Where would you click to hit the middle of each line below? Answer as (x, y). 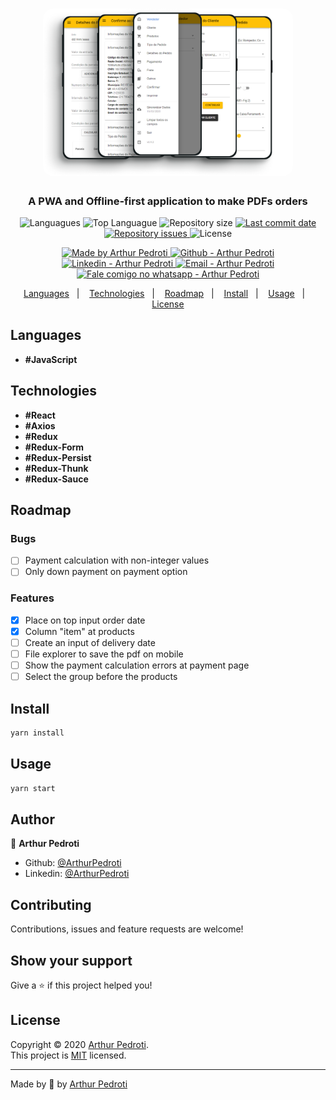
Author (32, 819)
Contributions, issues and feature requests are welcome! (127, 929)
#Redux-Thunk (56, 468)
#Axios (40, 425)
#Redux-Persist (58, 457)
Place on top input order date (85, 620)
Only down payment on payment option (106, 572)
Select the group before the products (101, 677)
